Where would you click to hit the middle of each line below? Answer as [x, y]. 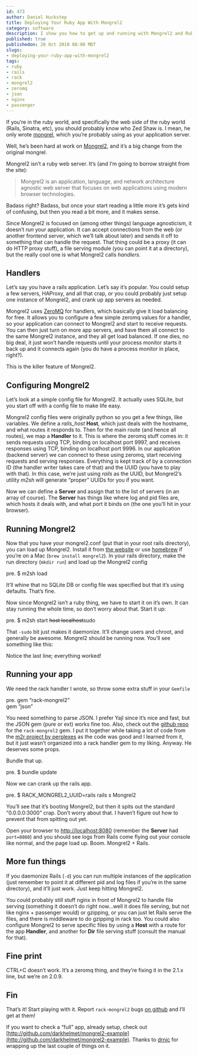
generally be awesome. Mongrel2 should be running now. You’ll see [88, 638]
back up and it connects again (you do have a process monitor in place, [93, 349]
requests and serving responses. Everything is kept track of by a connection [99, 461]
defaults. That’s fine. [31, 591]
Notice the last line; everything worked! [54, 655]
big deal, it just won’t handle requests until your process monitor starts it [94, 343]
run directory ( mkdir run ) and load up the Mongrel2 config [77, 561]
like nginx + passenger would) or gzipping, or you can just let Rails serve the [99, 912]
